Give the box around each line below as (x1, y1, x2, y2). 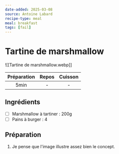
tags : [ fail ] (5, 25, 31, 30)
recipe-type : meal (5, 16, 42, 21)
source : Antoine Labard (5, 12, 53, 16)
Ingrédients (5, 98, 40, 107)
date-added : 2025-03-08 (5, 7, 53, 12)
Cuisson (59, 74, 79, 80)
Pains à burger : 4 (12, 116, 48, 122)
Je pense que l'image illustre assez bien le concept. (12, 143, 115, 149)
